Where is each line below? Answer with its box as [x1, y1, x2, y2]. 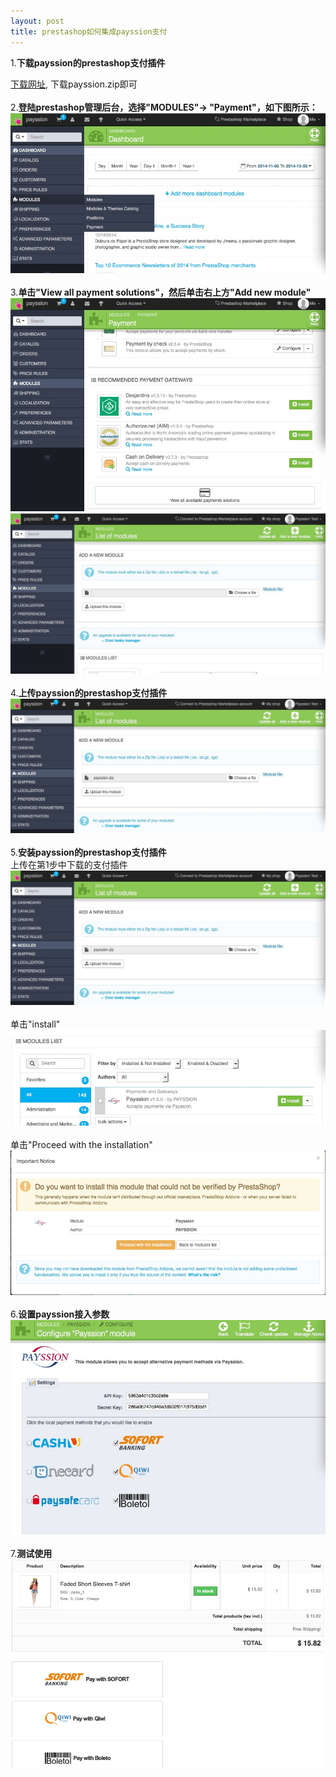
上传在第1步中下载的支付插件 [10, 858, 128, 870]
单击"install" [10, 1018, 61, 1030]
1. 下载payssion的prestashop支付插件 [10, 56, 166, 69]
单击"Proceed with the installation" [10, 1138, 153, 1150]
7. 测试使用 [10, 1547, 53, 1559]
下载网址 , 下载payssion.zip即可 [10, 78, 138, 90]
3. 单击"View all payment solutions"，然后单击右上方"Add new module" [10, 286, 312, 298]
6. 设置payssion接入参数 [10, 1308, 110, 1320]
